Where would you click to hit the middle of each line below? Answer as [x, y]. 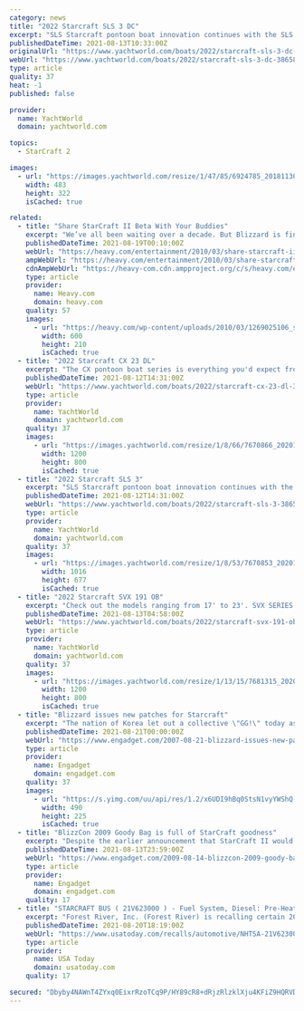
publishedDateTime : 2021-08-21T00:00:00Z [104, 732]
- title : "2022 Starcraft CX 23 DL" [86, 361]
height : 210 [65, 344]
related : [26, 218]
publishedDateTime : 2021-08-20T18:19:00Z [104, 925]
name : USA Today [64, 959]
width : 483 [46, 185]
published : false [42, 93]
